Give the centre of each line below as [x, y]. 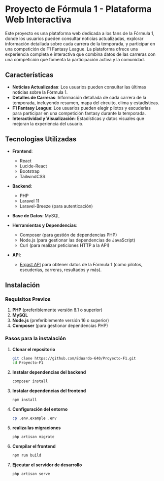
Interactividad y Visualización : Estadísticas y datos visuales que [78, 118]
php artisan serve [31, 474]
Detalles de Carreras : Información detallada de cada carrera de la [79, 97]
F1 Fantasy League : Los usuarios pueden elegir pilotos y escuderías [82, 108]
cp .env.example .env [34, 418]
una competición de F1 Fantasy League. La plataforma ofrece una [72, 49]
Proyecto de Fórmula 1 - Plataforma [78, 9]
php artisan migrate [33, 437]
